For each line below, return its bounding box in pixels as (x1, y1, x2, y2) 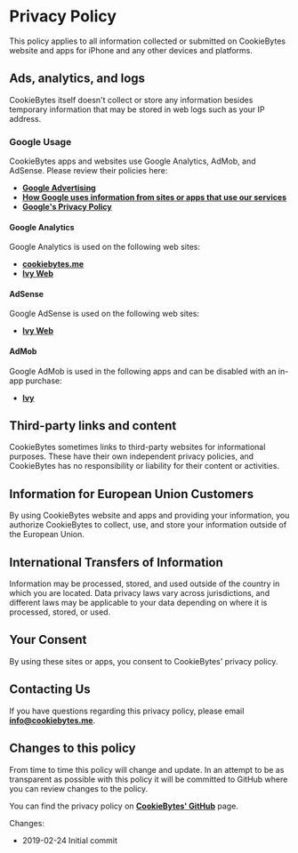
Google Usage (9, 135, 72, 148)
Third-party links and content (9, 418, 177, 433)
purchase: (25, 375, 62, 386)
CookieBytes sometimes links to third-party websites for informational (9, 442, 266, 453)
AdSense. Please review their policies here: (9, 165, 168, 176)
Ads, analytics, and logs (9, 71, 145, 86)
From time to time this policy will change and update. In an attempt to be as (9, 764, 285, 775)
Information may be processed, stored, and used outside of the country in (9, 578, 280, 589)
